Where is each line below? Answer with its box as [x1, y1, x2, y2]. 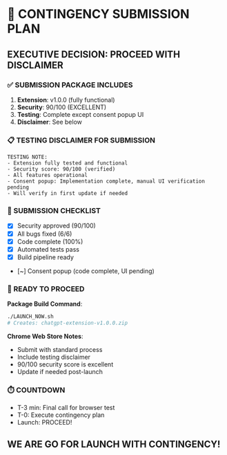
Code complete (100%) [17, 237, 83, 245]
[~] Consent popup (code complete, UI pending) [17, 266, 155, 275]
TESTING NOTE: [7, 154, 48, 161]
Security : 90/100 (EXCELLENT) [17, 103, 107, 111]
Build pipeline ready [17, 252, 75, 261]
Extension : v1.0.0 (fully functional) [17, 95, 115, 104]
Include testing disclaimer [17, 353, 91, 361]
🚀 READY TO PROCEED [7, 284, 85, 293]
